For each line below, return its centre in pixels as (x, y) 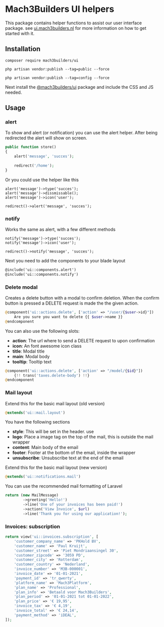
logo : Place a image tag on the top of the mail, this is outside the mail (83, 437)
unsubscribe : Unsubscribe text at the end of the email (68, 458)
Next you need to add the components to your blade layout (65, 260)
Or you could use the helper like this (42, 180)
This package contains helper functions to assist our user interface (74, 23)
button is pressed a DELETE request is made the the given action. (72, 303)
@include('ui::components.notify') (42, 274)
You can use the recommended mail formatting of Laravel (64, 486)
